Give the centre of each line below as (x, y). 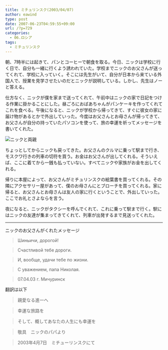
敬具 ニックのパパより (41, 332)
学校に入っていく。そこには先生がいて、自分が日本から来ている (92, 74)
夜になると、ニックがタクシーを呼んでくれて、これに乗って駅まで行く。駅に (83, 208)
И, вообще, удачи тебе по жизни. (53, 259)
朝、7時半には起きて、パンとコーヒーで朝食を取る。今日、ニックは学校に (81, 62)
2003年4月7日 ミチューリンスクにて (56, 342)
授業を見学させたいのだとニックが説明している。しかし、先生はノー (92, 80)
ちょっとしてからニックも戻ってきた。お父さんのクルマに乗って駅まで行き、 (83, 150)
